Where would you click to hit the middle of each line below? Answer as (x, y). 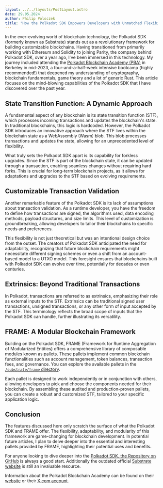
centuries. (15, 269)
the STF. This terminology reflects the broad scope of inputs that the (73, 311)
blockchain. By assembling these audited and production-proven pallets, (78, 389)
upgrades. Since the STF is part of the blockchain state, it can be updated (79, 161)
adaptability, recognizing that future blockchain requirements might (72, 248)
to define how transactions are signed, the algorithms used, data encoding (80, 213)
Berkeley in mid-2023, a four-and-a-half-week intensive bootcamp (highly (79, 68)
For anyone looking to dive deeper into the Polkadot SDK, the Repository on (81, 456)
